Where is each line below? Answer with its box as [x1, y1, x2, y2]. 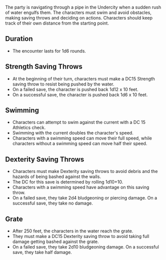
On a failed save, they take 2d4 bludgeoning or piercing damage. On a [12, 195, 157, 201]
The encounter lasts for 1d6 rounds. [12, 47, 86, 54]
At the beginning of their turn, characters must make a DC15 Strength [12, 75, 155, 81]
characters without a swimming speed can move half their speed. [12, 140, 147, 146]
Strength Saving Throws [5, 62, 82, 71]
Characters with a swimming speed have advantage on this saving [12, 184, 149, 190]
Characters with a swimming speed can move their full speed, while [12, 135, 152, 141]
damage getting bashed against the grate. [12, 238, 99, 244]
